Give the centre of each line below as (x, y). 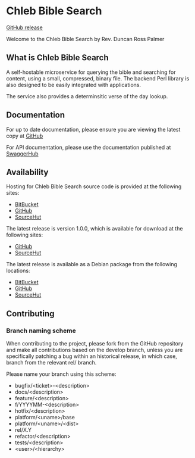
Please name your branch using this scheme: (61, 374)
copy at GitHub (25, 136)
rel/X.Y (23, 430)
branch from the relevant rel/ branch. (51, 363)
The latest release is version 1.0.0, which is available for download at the (95, 229)
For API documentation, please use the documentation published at (89, 147)
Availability (27, 172)
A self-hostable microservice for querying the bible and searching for (91, 72)
